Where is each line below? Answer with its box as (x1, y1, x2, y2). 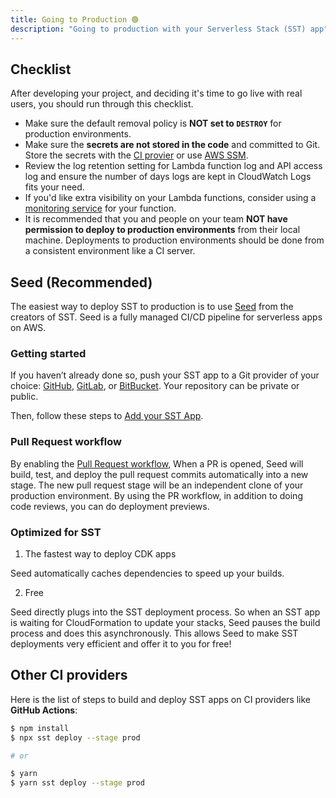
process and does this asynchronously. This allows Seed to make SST (10, 627, 299, 640)
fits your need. (24, 181, 85, 193)
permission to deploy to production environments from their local (24, 224, 301, 236)
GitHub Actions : (10, 704, 78, 716)
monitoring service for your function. (24, 202, 177, 215)
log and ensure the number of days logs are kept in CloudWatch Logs (24, 171, 312, 183)
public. (10, 391, 39, 403)
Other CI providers (10, 667, 128, 684)
